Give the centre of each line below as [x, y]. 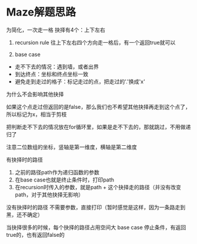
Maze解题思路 [41, 12]
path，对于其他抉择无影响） [49, 195]
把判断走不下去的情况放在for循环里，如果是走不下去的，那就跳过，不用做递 [98, 127]
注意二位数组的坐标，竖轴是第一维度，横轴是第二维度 [72, 147]
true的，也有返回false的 [36, 234]
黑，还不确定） [24, 214]
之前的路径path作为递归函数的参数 [57, 172]
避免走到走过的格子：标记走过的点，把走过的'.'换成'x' [80, 82]
